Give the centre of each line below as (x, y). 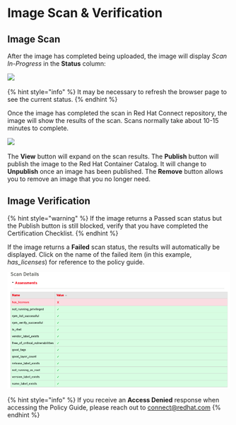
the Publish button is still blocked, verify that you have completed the (108, 226)
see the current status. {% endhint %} (63, 99)
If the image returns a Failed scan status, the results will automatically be (114, 247)
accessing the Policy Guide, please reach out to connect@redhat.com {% (114, 407)
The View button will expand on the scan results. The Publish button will (113, 156)
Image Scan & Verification (85, 13)
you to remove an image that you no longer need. (79, 179)
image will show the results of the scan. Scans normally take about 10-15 (113, 121)
